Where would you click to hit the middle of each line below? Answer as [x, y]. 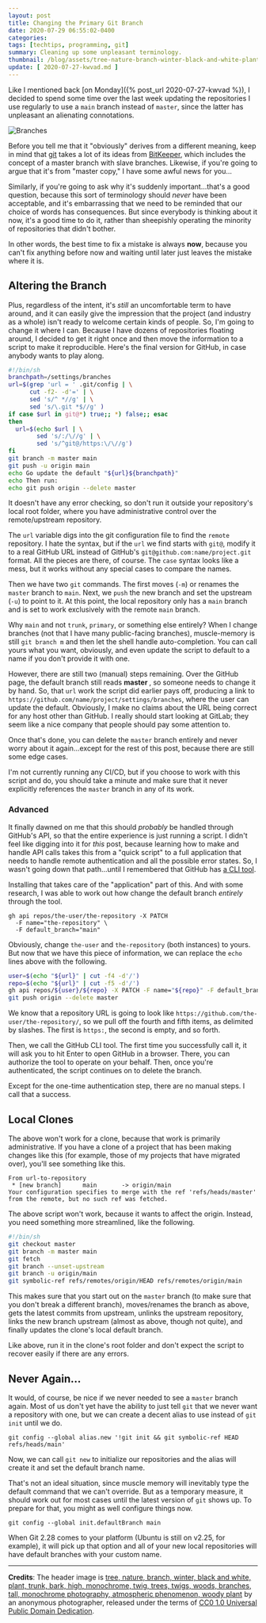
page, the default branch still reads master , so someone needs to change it [132, 682]
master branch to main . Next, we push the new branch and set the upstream [130, 593]
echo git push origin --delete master [72, 488]
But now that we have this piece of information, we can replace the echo [125, 953]
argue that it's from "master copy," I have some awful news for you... [120, 171]
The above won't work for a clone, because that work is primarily [114, 1138]
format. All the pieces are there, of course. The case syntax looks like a [123, 561]
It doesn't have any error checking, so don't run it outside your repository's [131, 503]
